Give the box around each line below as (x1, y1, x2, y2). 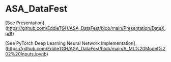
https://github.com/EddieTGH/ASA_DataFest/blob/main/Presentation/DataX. (7, 25, 166, 31)
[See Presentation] (5, 20, 45, 26)
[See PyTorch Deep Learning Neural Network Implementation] (5, 40, 135, 46)
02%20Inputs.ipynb (5, 51, 47, 57)
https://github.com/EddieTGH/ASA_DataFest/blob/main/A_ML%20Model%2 (7, 45, 165, 51)
